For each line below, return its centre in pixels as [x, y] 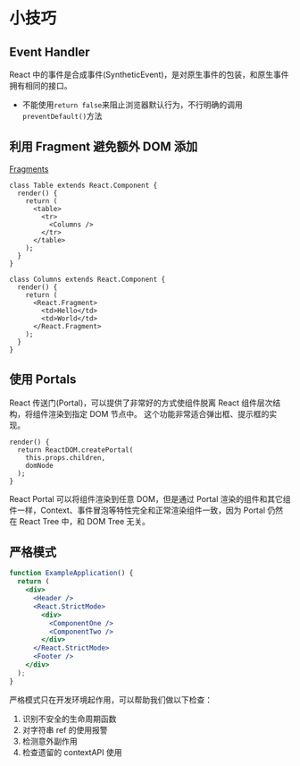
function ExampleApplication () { [71, 574]
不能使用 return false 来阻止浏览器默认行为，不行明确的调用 [132, 105]
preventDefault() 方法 [62, 116]
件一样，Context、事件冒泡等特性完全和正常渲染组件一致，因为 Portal [137, 510]
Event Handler [50, 51]
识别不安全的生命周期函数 [69, 719]
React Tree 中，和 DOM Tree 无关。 [84, 521]
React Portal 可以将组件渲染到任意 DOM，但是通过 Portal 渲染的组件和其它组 [150, 498]
